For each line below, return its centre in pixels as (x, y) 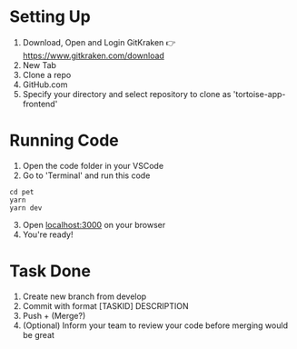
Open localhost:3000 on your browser (94, 224)
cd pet (22, 192)
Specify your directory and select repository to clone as (127, 94)
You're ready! (48, 234)
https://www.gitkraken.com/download (94, 55)
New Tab (40, 65)
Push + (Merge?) (54, 315)
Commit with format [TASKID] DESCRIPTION (105, 305)
